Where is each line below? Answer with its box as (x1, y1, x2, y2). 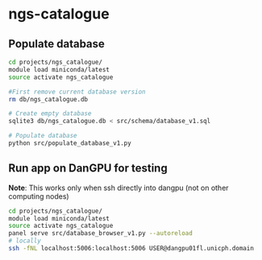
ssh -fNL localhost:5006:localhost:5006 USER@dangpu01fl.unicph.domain (8, 245, 254, 253)
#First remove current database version (8, 88, 147, 96)
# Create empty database (8, 109, 92, 118)
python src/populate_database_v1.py (8, 139, 131, 147)
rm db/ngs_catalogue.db (8, 95, 89, 103)
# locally (8, 237, 42, 246)
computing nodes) (8, 191, 70, 201)
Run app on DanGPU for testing (8, 162, 168, 175)
